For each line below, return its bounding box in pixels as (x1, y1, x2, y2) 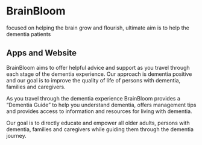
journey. (6, 132, 27, 139)
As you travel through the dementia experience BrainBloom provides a (6, 94, 181, 102)
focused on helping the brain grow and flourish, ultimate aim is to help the (6, 24, 190, 31)
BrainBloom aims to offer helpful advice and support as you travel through (6, 64, 190, 71)
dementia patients (6, 30, 51, 37)
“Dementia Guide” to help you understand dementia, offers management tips (6, 101, 197, 108)
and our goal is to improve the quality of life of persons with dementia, (6, 76, 181, 84)
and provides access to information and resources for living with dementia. (6, 107, 192, 115)
